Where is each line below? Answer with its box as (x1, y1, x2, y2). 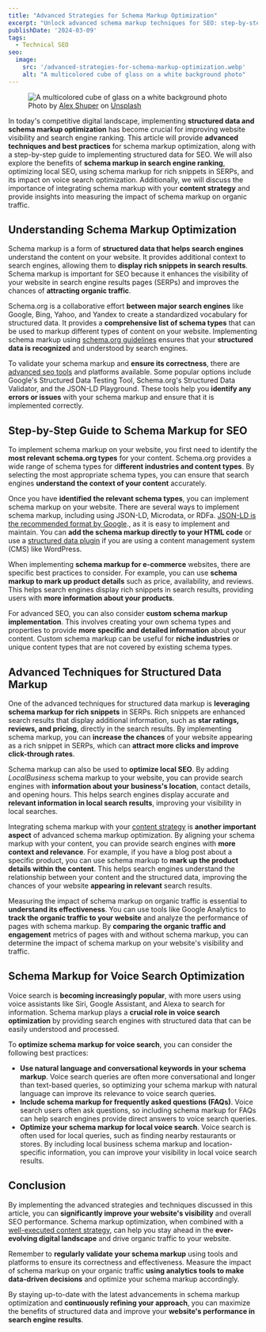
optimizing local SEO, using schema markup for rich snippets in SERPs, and (8, 166, 254, 176)
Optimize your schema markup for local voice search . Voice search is (19, 1122, 252, 1132)
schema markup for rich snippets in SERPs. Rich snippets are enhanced (8, 707, 245, 717)
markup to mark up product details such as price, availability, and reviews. (8, 577, 254, 586)
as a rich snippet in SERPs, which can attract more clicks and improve (8, 741, 239, 751)
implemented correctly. (8, 401, 84, 410)
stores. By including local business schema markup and (19, 1139, 202, 1148)
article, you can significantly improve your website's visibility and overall (8, 1208, 252, 1218)
